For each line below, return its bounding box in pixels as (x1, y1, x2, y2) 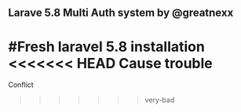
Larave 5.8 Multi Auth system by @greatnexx (8, 6, 234, 20)
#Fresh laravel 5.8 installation (8, 38, 206, 56)
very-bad (144, 96, 175, 105)
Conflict (8, 80, 34, 89)
